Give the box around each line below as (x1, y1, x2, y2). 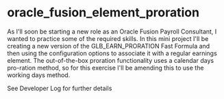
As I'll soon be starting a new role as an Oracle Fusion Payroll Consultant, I (7, 27, 217, 36)
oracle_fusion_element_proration (7, 5, 200, 20)
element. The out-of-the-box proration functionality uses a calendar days (7, 56, 214, 64)
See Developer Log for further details (7, 84, 112, 92)
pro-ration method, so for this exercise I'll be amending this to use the (7, 63, 204, 72)
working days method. (7, 70, 71, 79)
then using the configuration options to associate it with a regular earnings (7, 49, 217, 57)
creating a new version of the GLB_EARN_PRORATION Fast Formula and (7, 42, 210, 50)
